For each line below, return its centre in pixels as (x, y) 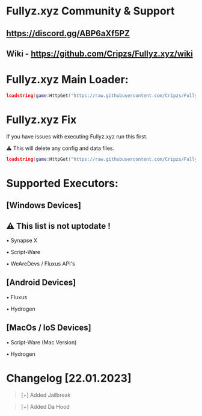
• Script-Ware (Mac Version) (41, 342)
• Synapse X (22, 240)
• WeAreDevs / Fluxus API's (41, 264)
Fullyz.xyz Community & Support (91, 11)
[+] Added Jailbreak (46, 395)
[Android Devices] (41, 283)
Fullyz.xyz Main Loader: (68, 80)
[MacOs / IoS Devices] (49, 328)
